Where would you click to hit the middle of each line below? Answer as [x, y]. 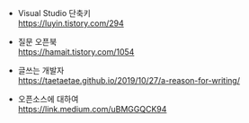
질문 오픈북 [37, 42]
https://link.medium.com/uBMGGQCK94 [92, 109]
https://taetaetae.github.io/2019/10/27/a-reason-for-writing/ [129, 80]
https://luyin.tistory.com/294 [71, 23]
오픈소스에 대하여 [48, 99]
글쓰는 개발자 [41, 70]
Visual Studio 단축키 [54, 13]
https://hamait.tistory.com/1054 [76, 52]
